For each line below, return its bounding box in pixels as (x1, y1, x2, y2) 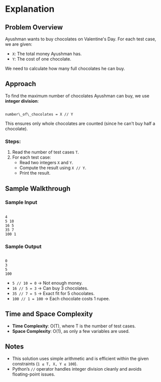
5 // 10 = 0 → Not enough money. (12, 280, 83, 286)
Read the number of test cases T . (12, 149, 79, 155)
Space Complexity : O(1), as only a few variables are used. (12, 328, 130, 334)
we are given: (5, 41, 33, 47)
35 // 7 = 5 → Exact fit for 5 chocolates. (12, 291, 95, 296)
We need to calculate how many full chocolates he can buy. (5, 65, 125, 71)
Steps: (5, 138, 21, 145)
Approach (5, 80, 36, 88)
